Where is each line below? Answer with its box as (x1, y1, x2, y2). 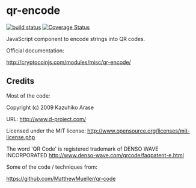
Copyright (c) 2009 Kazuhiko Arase (6, 104, 94, 111)
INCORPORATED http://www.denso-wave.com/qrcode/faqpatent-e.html (6, 151, 185, 158)
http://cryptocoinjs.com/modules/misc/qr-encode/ (6, 58, 131, 66)
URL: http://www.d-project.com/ (6, 115, 86, 122)
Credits (6, 76, 35, 86)
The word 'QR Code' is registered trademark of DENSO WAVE (6, 145, 159, 152)
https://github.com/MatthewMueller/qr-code (6, 175, 116, 182)
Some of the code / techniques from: (6, 163, 98, 171)
